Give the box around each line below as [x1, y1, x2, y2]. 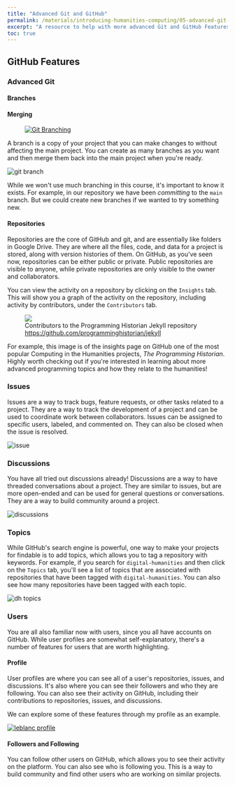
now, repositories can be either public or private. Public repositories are [7, 257, 213, 266]
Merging [7, 110, 33, 118]
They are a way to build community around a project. [7, 497, 159, 505]
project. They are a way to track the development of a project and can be [7, 405, 218, 413]
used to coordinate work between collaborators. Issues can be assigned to [7, 412, 222, 420]
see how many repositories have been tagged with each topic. [7, 581, 187, 589]
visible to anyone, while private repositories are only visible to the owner [7, 264, 215, 273]
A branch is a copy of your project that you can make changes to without [7, 139, 218, 148]
